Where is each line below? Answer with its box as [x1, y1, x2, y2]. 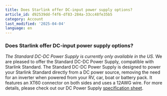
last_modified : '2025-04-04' [5, 21, 66, 26]
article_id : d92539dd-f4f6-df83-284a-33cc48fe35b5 [5, 12, 113, 17]
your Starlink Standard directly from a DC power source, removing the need [5, 69, 161, 75]
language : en [5, 26, 32, 31]
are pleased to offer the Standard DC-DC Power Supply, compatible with [5, 59, 154, 65]
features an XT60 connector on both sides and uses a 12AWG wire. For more [5, 80, 163, 86]
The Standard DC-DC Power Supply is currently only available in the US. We [5, 53, 163, 60]
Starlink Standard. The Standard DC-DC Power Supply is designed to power [5, 64, 161, 70]
